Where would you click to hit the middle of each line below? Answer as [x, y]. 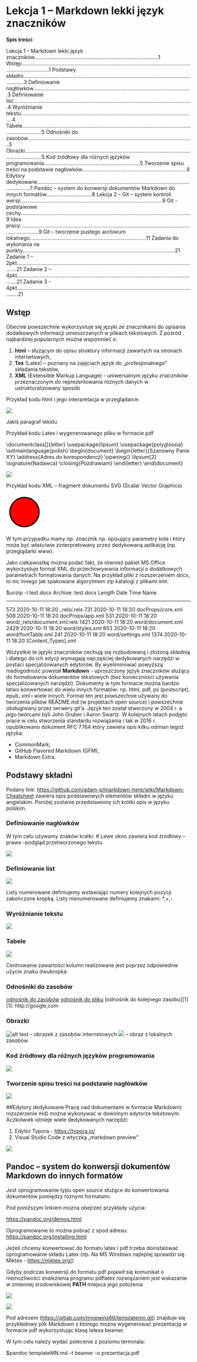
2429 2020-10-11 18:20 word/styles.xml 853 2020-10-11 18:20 [81, 628]
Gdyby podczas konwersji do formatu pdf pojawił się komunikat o [85, 1272]
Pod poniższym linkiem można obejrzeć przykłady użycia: [76, 1208]
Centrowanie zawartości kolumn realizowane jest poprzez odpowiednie [92, 965]
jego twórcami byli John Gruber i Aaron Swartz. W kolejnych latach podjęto [97, 714]
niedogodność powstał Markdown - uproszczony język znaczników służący [98, 671]
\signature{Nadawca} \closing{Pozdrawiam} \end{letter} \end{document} [95, 463]
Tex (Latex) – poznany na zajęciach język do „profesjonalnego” [91, 363]
